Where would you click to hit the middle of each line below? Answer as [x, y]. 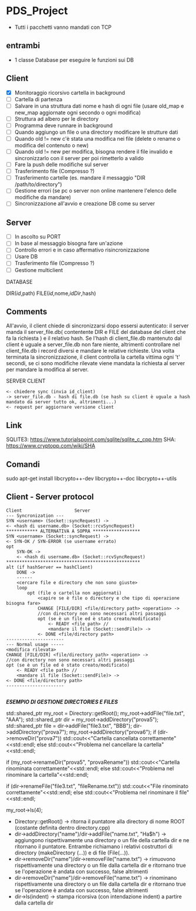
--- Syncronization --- [35, 516]
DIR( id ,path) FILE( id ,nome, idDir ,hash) [51, 293]
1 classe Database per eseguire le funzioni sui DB [74, 59]
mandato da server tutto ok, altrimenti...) [61, 402]
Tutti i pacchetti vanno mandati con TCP [63, 27]
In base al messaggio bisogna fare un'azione [69, 243]
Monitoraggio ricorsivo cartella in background [70, 92]
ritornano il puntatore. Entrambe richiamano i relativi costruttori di [94, 846]
